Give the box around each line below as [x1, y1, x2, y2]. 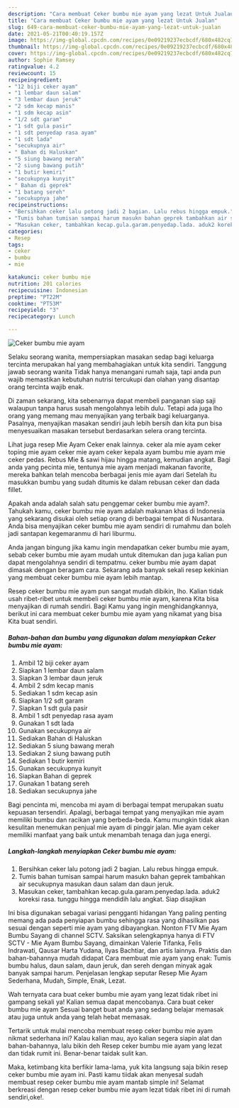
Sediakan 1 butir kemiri [18, 756, 85, 765]
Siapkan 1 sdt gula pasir [18, 703, 88, 712]
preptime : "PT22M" [8, 293, 62, 301]
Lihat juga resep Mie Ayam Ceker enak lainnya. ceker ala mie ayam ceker [8, 440, 221, 449]
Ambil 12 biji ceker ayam [18, 659, 89, 667]
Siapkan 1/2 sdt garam [18, 696, 84, 705]
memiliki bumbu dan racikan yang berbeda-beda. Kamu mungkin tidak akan [8, 815, 230, 824]
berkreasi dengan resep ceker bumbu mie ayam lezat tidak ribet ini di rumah [8, 1085, 231, 1094]
